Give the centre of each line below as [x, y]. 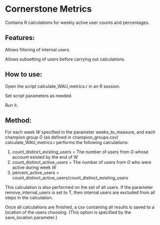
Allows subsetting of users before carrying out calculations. [65, 59]
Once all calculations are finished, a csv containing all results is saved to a [80, 207]
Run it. [11, 105]
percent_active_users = [36, 173]
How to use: [24, 74]
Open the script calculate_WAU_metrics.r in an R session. [63, 86]
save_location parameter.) [31, 218]
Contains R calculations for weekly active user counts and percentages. [77, 22]
